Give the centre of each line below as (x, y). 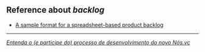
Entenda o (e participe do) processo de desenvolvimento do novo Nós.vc (98, 42)
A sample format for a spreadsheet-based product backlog (89, 24)
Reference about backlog (56, 10)
